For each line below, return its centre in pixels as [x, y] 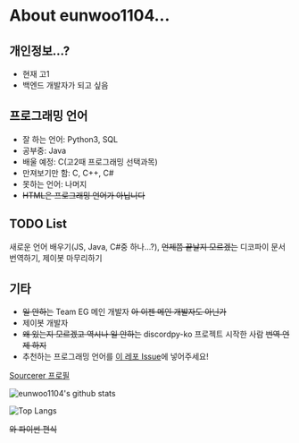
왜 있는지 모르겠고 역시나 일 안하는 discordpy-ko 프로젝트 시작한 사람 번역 [151, 334]
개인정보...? [40, 51]
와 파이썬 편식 [33, 430]
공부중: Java [44, 150]
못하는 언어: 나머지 [54, 183]
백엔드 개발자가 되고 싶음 [65, 85]
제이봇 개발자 [45, 323]
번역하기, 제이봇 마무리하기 [56, 258]
